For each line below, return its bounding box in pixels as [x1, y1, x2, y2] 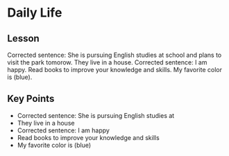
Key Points [7, 93, 55, 105]
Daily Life [7, 5, 62, 21]
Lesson [7, 33, 40, 44]
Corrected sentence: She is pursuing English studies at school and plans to [7, 51, 222, 59]
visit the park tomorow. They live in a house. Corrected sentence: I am [7, 58, 207, 67]
